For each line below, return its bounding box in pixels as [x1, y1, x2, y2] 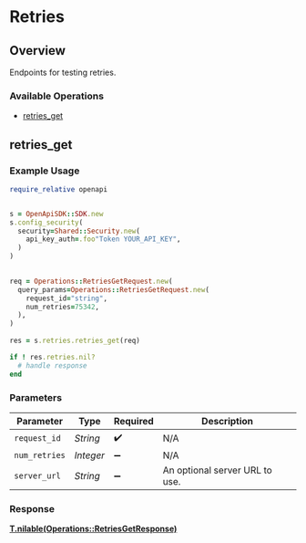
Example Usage [9, 164, 80, 177]
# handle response [17, 360, 88, 371]
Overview [9, 43, 66, 58]
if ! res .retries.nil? [9, 352, 96, 361]
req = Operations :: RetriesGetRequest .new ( [9, 277, 173, 286]
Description [201, 414, 253, 427]
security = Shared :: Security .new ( [17, 226, 141, 235]
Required [113, 414, 155, 427]
